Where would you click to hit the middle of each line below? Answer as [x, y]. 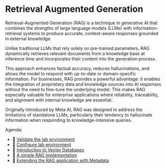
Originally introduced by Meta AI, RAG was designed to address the [74, 110]
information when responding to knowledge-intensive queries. [69, 120]
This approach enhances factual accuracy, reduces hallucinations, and [77, 68]
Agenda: [14, 129]
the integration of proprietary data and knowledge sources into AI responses [83, 84]
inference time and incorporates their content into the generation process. [81, 58]
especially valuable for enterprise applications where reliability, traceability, [82, 95]
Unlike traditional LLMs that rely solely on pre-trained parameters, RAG [77, 48]
